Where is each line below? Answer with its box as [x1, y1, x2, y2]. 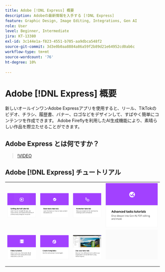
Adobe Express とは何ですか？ [5, 139, 100, 148]
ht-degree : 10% [5, 59, 36, 65]
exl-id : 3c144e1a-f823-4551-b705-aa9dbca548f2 [5, 39, 102, 44]
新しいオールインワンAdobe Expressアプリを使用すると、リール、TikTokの [5, 106, 157, 111]
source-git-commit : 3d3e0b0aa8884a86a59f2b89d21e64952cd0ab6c [5, 44, 135, 49]
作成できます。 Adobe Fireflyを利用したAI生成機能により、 [26, 118, 145, 124]
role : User [5, 24, 27, 28]
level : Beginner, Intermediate [5, 28, 69, 34]
